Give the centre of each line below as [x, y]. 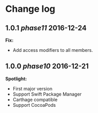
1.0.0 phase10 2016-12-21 [47, 67]
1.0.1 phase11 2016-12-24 [46, 28]
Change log [30, 9]
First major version [33, 88]
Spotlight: [16, 79]
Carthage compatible [35, 99]
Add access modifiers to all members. [53, 50]
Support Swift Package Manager [47, 94]
